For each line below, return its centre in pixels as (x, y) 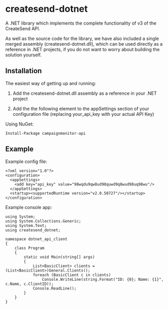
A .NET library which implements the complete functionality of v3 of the (81, 23)
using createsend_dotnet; (33, 230)
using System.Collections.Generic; (43, 221)
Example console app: (29, 207)
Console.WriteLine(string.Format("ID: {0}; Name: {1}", (103, 279)
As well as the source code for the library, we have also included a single (82, 38)
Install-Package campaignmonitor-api (46, 133)
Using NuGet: (20, 124)
